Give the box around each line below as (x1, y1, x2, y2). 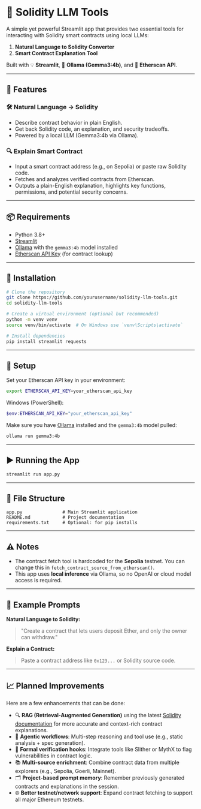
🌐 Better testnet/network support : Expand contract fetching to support (14, 789, 193, 796)
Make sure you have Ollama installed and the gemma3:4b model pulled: (6, 422, 178, 429)
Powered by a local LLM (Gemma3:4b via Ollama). (14, 131, 139, 139)
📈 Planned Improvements (6, 681, 105, 691)
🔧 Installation (6, 273, 56, 284)
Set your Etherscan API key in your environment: (6, 377, 126, 384)
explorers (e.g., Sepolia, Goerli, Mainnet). (14, 767, 117, 774)
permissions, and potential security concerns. (14, 188, 128, 196)
